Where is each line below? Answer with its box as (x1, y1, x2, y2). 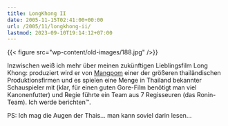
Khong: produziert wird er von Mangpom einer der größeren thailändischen (7, 69, 221, 77)
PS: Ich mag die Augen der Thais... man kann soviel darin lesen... (7, 112, 192, 120)
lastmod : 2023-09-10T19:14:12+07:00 (7, 29, 113, 36)
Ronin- (196, 91, 216, 99)
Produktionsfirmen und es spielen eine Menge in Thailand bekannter (7, 76, 202, 85)
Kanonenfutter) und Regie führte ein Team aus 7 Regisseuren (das (7, 91, 196, 99)
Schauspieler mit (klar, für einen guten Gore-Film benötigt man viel (7, 83, 197, 92)
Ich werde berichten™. (28, 98, 91, 107)
